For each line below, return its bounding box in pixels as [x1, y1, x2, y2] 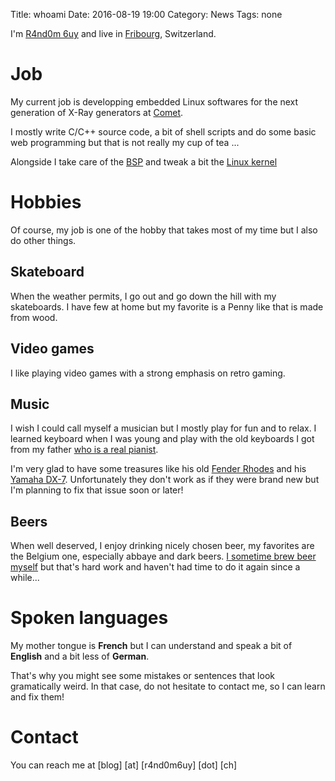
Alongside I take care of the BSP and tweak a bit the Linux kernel [10, 155, 278, 168]
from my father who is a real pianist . [10, 444, 159, 456]
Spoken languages [10, 607, 169, 629]
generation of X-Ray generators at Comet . [10, 106, 184, 118]
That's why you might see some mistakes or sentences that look [10, 670, 275, 682]
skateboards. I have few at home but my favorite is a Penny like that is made [10, 300, 324, 313]
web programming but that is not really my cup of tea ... [10, 136, 240, 148]
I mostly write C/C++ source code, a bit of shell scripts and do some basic [10, 125, 317, 138]
